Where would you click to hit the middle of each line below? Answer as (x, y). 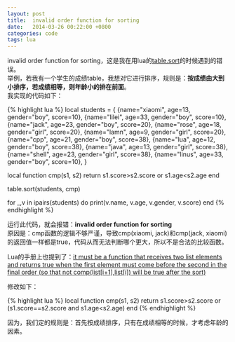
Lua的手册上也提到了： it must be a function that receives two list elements (115, 257)
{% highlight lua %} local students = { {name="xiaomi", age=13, (99, 110)
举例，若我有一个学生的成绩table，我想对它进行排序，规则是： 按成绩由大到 (116, 78)
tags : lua (22, 40)
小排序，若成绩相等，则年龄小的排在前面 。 (69, 87)
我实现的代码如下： (35, 96)
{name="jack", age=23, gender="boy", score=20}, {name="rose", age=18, (114, 125)
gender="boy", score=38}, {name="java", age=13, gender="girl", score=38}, (117, 147)
